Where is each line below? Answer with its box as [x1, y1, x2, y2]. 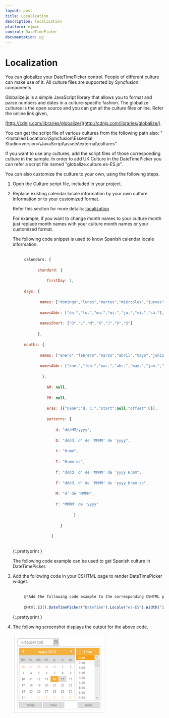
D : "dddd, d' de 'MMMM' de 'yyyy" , [55, 438, 131, 443]
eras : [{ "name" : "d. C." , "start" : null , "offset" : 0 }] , [46, 406, 158, 411]
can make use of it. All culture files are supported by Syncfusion [5, 79, 139, 85]
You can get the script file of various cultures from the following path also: [5, 130, 159, 136]
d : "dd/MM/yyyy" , [55, 427, 92, 432]
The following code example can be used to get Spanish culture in [12, 558, 150, 564]
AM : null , [46, 384, 67, 390]
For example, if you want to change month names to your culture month [12, 215, 162, 222]
